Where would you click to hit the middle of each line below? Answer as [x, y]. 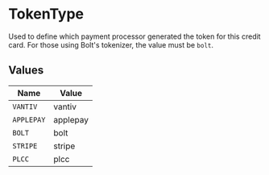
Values [26, 71]
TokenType [46, 14]
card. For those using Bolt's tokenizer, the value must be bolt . [111, 44]
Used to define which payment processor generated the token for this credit [134, 36]
